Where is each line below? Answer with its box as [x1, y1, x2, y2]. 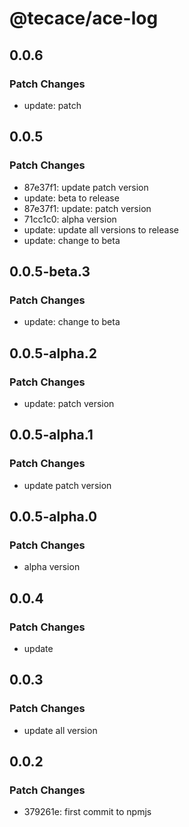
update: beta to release [23, 192, 120, 204]
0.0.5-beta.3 [9, 263, 91, 280]
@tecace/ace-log [9, 7, 159, 30]
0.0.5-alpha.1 [9, 427, 94, 444]
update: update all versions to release [23, 223, 179, 236]
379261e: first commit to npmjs [23, 806, 152, 818]
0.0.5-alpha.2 [9, 345, 97, 362]
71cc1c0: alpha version [23, 213, 117, 225]
